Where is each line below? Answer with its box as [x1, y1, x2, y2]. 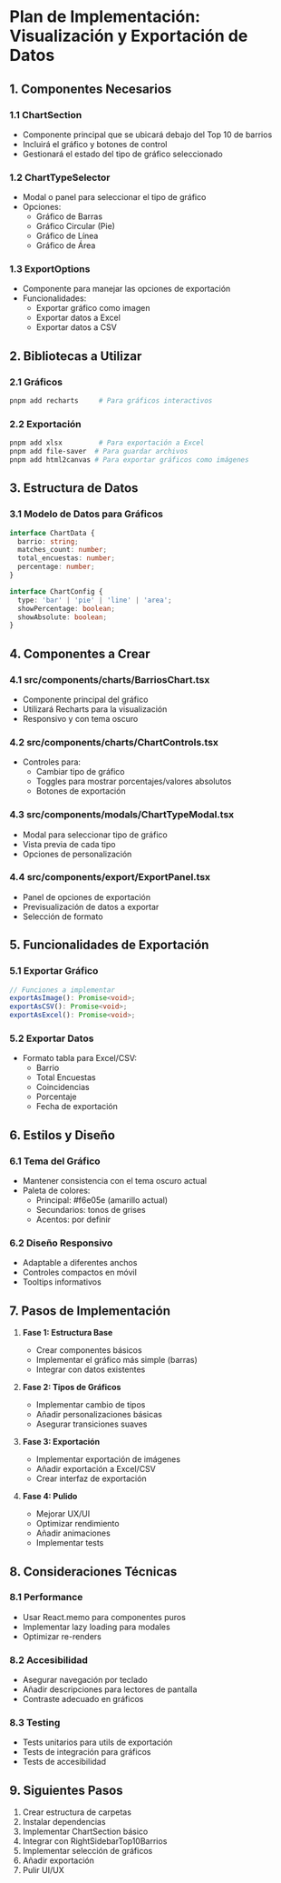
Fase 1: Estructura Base [22, 1327, 113, 1338]
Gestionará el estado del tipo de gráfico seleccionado [22, 148, 224, 159]
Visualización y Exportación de [9, 25, 248, 46]
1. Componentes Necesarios [9, 81, 172, 96]
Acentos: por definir [35, 1214, 111, 1225]
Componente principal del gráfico [22, 694, 149, 705]
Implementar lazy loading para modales [22, 1621, 170, 1632]
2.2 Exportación [9, 417, 82, 430]
